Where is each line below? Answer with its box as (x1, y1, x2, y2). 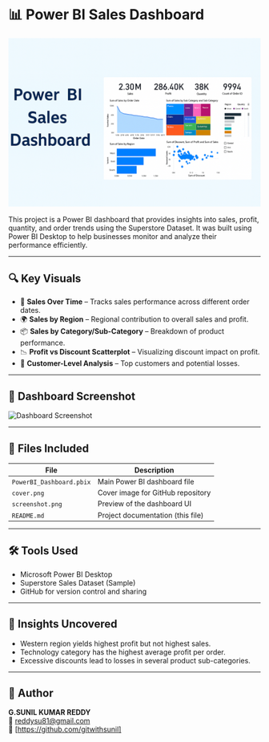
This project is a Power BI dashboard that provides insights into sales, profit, (8, 214, 259, 224)
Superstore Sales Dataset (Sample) (19, 578, 136, 587)
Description (134, 465, 175, 475)
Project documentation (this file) (97, 510, 204, 520)
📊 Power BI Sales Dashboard (8, 6, 205, 24)
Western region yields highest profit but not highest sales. (19, 639, 211, 648)
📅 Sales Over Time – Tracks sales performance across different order (19, 297, 250, 306)
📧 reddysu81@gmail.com (8, 716, 90, 726)
